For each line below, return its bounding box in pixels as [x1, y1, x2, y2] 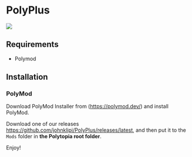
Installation [6, 72, 48, 82]
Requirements [6, 39, 59, 50]
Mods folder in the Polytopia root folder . [6, 133, 102, 140]
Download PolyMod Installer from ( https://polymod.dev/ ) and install [6, 103, 169, 110]
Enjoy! [6, 144, 22, 151]
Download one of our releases [6, 121, 79, 128]
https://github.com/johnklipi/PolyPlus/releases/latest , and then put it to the [6, 127, 186, 134]
